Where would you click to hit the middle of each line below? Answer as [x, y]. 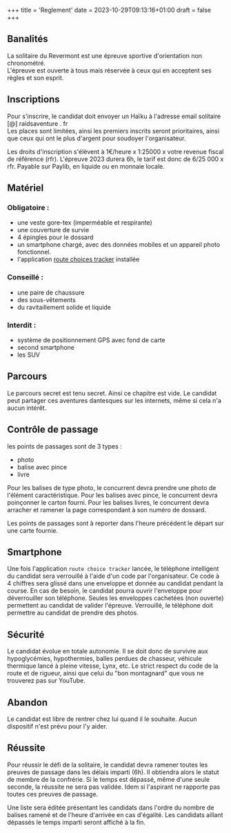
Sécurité [26, 634]
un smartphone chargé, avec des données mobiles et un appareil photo [119, 245]
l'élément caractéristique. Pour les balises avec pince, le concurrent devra [113, 495]
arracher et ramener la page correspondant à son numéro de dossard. [107, 509]
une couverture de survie [53, 230]
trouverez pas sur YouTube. [46, 681]
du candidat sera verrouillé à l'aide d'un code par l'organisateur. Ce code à [113, 576]
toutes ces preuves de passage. [53, 794]
